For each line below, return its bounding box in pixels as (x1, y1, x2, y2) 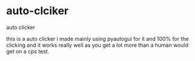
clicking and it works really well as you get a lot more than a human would (6, 41, 189, 49)
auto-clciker (6, 4, 69, 18)
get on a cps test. (6, 47, 50, 54)
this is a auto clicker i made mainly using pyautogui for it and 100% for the (6, 35, 189, 42)
